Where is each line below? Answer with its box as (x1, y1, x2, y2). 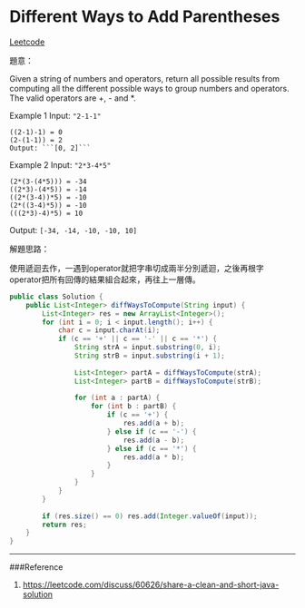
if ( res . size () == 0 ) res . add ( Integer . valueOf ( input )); (42, 511, 258, 521)
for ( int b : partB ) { (90, 402, 177, 411)
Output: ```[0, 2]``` (9, 143, 92, 152)
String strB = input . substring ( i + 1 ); (74, 351, 225, 360)
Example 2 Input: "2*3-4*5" (9, 159, 112, 170)
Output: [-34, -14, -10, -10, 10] (9, 224, 138, 235)
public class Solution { (9, 292, 103, 301)
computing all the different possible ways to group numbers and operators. (9, 83, 290, 93)
